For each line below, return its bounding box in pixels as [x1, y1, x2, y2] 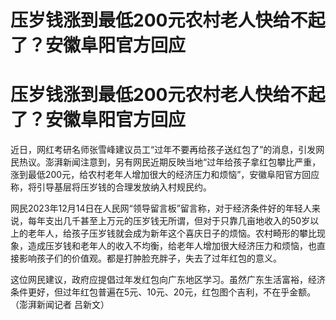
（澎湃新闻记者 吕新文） [10, 299, 110, 311]
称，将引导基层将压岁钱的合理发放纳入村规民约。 [10, 181, 212, 193]
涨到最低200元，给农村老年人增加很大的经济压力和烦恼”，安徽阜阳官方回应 [10, 169, 320, 181]
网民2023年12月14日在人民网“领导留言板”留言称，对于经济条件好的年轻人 [10, 202, 312, 215]
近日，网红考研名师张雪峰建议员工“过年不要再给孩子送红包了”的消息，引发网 [10, 144, 325, 156]
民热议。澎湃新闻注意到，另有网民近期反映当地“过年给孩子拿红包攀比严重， [10, 156, 322, 168]
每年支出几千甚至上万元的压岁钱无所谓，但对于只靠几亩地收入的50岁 [27, 215, 311, 227]
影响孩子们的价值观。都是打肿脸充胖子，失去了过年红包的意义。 [18, 252, 282, 265]
